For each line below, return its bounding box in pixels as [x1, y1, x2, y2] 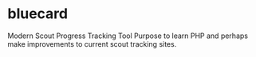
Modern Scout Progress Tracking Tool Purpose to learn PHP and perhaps [7, 31, 249, 40]
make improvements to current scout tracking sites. [7, 39, 177, 48]
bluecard [7, 5, 69, 23]
